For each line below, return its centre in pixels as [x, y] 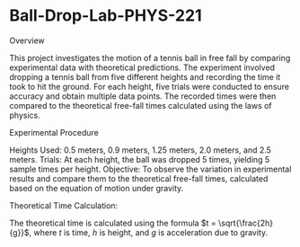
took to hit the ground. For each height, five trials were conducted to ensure [150, 86]
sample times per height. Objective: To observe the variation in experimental [150, 169]
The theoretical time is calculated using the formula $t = [113, 223]
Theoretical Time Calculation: [64, 205]
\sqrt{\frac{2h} [246, 223]
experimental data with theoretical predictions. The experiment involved [142, 67]
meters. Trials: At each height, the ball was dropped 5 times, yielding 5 [140, 159]
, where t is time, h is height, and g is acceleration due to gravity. [148, 232]
